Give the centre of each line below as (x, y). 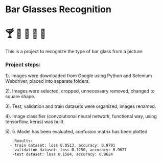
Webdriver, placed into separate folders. (48, 81)
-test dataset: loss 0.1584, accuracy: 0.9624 (63, 154)
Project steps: (23, 65)
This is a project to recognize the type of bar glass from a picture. (74, 52)
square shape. (20, 97)
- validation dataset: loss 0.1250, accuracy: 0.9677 (68, 150)
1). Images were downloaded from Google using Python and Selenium (79, 76)
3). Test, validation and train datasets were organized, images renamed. (81, 106)
